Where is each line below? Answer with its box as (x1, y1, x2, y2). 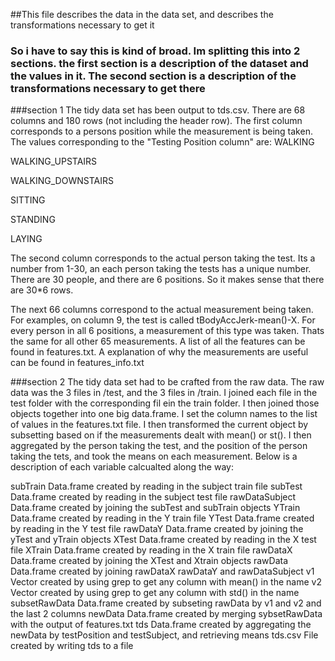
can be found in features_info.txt (10, 357, 145, 369)
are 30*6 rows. (10, 284, 74, 296)
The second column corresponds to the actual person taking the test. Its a (10, 252, 316, 264)
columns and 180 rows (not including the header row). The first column (10, 115, 303, 127)
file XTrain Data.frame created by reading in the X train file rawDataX (10, 544, 293, 556)
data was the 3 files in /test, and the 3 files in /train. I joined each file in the (10, 387, 318, 399)
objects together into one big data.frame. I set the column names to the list (10, 408, 318, 420)
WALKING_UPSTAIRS (10, 155, 98, 168)
